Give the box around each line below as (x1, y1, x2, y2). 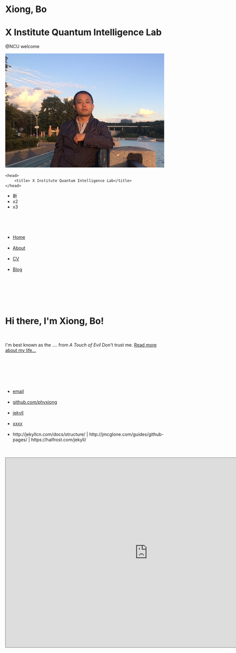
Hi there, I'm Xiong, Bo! (5, 315, 104, 327)
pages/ (12, 436, 28, 443)
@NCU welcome (5, 43, 40, 50)
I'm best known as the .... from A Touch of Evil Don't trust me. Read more (5, 342, 157, 348)
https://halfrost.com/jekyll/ (31, 436, 87, 443)
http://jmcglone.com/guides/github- (89, 431, 164, 437)
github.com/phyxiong (12, 399, 57, 405)
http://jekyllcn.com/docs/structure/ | (12, 431, 88, 437)
